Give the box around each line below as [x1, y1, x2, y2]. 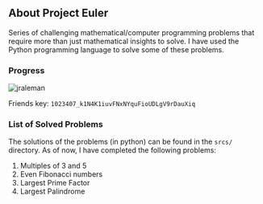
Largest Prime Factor [19, 178, 90, 188]
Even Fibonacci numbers [19, 169, 103, 179]
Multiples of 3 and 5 [19, 161, 87, 171]
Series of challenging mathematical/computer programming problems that [8, 27, 255, 37]
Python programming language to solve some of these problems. [8, 44, 224, 55]
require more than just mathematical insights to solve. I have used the [8, 36, 240, 46]
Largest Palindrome [19, 186, 86, 196]
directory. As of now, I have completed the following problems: [8, 145, 216, 155]
